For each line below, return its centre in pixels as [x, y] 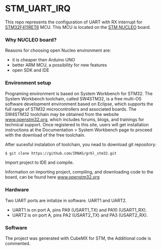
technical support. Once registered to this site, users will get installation [77, 124]
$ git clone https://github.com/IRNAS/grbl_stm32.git [61, 153]
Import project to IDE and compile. [40, 163]
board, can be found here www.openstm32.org [52, 177]
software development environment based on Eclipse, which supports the [79, 104]
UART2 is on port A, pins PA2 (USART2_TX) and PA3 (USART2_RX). [80, 215]
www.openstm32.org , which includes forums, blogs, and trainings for [75, 119]
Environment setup [28, 83]
